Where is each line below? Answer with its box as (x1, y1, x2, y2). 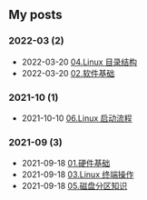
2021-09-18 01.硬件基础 (21, 158, 111, 169)
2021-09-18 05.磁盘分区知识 (21, 181, 128, 192)
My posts (8, 7, 63, 23)
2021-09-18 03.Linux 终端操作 (21, 169, 134, 180)
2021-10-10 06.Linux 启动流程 (21, 113, 132, 124)
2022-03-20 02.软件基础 (21, 67, 115, 78)
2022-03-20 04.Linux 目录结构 (21, 56, 138, 67)
